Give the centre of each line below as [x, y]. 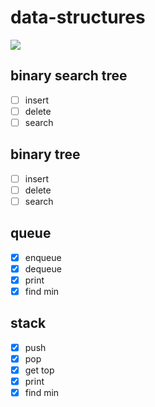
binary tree [45, 154]
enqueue [43, 257]
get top [39, 370]
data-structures [78, 17]
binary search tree [69, 76]
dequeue [43, 268]
